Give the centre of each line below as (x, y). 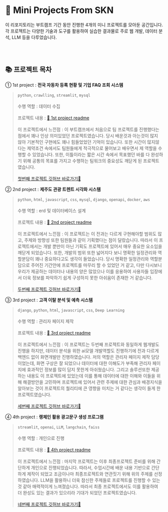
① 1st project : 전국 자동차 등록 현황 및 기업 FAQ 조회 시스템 (64, 85)
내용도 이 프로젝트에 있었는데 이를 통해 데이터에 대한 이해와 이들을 (91, 376)
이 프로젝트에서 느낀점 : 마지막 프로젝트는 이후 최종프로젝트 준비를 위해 (86, 461)
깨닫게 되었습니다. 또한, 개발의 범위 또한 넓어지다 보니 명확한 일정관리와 (87, 252)
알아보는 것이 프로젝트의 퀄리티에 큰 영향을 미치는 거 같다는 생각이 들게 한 (89, 388)
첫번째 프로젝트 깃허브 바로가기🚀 (49, 179)
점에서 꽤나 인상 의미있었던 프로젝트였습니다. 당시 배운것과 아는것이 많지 (88, 135)
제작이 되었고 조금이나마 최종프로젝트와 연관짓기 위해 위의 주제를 (90, 474)
